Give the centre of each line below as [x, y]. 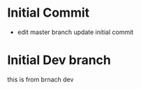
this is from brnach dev [40, 79]
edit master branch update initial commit [75, 32]
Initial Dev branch [59, 60]
